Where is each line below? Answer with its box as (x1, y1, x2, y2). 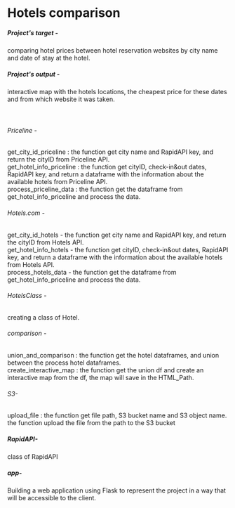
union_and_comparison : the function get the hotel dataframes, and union (7, 351, 220, 359)
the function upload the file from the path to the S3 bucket (7, 419, 175, 427)
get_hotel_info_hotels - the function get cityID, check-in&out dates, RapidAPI (7, 245, 229, 254)
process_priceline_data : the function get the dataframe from (7, 185, 183, 194)
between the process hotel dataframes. (7, 358, 121, 367)
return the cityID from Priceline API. (7, 155, 110, 164)
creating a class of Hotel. (7, 313, 80, 321)
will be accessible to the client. (7, 494, 97, 502)
